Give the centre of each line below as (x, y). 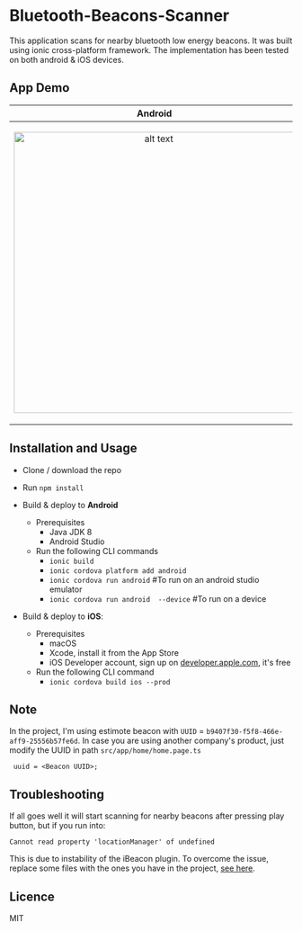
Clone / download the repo (72, 470)
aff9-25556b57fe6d (44, 742)
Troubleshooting (57, 794)
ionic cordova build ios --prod (110, 682)
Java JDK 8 (71, 532)
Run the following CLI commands (97, 551)
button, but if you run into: (58, 826)
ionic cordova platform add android (118, 571)
